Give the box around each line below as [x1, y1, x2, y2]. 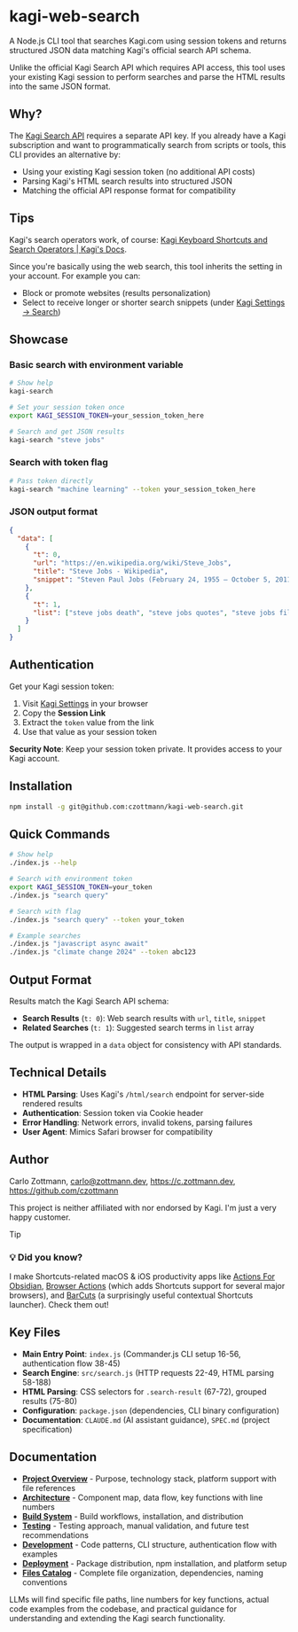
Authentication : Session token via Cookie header [21, 1107, 204, 1118]
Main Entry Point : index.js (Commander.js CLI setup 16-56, [21, 1348, 241, 1359]
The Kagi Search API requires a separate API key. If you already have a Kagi [9, 130, 286, 141]
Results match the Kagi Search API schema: [9, 996, 169, 1006]
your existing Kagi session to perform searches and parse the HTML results [9, 71, 286, 82]
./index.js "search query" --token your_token [9, 915, 184, 924]
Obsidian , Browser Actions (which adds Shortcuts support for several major [9, 1280, 286, 1291]
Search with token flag [9, 457, 109, 469]
